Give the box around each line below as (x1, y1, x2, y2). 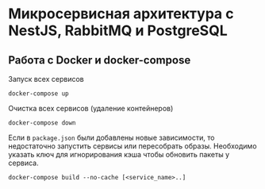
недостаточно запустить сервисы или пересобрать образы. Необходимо (8, 141, 257, 151)
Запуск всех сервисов (8, 75, 85, 83)
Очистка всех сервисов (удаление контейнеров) (8, 104, 174, 113)
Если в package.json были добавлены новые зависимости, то (8, 133, 215, 142)
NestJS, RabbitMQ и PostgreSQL (8, 21, 228, 40)
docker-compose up (8, 90, 69, 98)
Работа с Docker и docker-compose (8, 53, 191, 67)
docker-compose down (8, 119, 77, 127)
